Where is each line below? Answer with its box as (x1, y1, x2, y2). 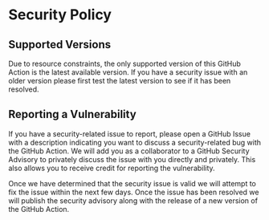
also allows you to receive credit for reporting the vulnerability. (8, 163, 215, 173)
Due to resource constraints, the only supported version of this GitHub (8, 59, 241, 68)
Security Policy (8, 6, 112, 24)
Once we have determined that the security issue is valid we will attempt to (8, 178, 257, 188)
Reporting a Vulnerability (8, 108, 137, 121)
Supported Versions (8, 38, 111, 51)
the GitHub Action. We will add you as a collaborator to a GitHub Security (8, 146, 251, 156)
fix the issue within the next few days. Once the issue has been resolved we (8, 187, 259, 197)
